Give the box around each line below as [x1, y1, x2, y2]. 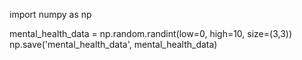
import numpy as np [9, 9, 92, 20]
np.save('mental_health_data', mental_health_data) [9, 39, 218, 50]
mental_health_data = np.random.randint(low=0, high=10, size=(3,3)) [9, 28, 293, 39]
